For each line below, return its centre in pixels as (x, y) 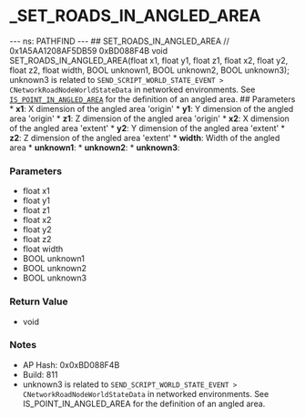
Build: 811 (40, 374)
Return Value (39, 301)
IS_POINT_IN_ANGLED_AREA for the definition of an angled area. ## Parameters (152, 99)
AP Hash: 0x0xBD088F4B (71, 364)
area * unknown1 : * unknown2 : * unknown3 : (95, 148)
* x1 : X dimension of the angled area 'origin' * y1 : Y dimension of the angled (152, 108)
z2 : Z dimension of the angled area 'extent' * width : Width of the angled (145, 138)
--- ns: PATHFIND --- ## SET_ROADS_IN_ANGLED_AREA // (119, 41)
